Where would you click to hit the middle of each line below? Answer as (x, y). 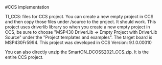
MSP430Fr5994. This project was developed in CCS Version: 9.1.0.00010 (78, 43)
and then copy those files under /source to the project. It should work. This (81, 22)
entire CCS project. (24, 57)
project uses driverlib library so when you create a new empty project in (78, 27)
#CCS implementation (27, 7)
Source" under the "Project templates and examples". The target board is (79, 37)
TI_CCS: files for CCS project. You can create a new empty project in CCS (79, 16)
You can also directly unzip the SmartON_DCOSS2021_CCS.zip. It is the (77, 52)
